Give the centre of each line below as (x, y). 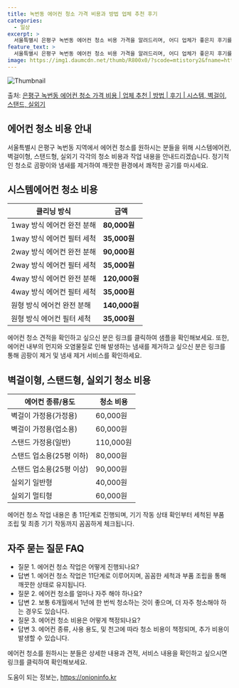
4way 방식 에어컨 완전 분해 (53, 278)
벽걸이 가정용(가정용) (44, 416)
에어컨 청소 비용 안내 (49, 129)
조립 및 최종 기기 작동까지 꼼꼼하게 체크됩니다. (71, 523)
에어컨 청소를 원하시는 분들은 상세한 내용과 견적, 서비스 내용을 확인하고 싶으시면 (117, 653)
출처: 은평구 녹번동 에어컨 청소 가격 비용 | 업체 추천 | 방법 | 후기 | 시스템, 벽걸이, (117, 95)
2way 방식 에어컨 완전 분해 (53, 252)
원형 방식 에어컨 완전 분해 (51, 306)
